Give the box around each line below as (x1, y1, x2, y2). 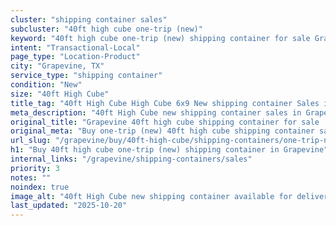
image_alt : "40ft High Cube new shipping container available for (10, 191, 293, 201)
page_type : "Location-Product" (10, 52, 141, 62)
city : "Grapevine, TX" (10, 61, 105, 71)
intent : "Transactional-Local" (10, 42, 141, 53)
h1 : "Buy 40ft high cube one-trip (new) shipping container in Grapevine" (10, 145, 329, 155)
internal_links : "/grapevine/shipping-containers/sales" (10, 154, 253, 164)
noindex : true (10, 182, 70, 192)
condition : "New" (10, 80, 83, 90)
